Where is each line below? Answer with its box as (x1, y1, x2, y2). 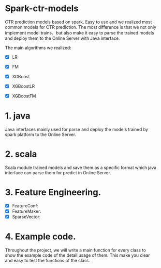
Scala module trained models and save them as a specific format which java (5, 165, 157, 170)
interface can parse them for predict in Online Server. (5, 170, 111, 176)
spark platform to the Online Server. (5, 132, 76, 137)
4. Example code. (5, 231, 76, 242)
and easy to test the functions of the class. (5, 258, 90, 264)
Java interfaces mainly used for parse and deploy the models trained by (5, 127, 148, 133)
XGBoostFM (12, 93, 36, 99)
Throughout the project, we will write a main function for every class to (5, 247, 146, 253)
